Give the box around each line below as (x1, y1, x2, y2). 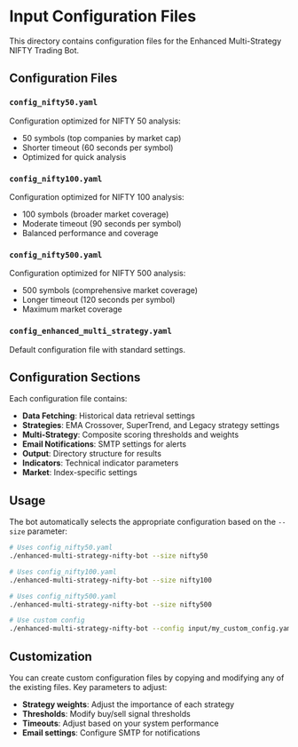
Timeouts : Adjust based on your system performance (21, 718, 219, 728)
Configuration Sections (9, 370, 141, 385)
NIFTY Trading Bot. (9, 44, 80, 55)
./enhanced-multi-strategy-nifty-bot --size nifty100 (9, 576, 213, 584)
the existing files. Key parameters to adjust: (9, 681, 168, 692)
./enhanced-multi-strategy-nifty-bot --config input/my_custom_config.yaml (9, 624, 295, 633)
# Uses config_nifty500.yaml (9, 592, 117, 600)
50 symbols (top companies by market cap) (21, 132, 182, 143)
